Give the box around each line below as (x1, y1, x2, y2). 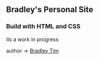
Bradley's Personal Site (6, 5, 94, 15)
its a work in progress (6, 35, 59, 43)
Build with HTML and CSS (6, 22, 81, 31)
